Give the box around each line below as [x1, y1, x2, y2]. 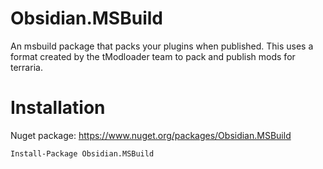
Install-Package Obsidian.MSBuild [10, 148, 155, 159]
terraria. [10, 61, 43, 73]
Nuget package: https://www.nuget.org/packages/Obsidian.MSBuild [10, 129, 292, 141]
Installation [10, 97, 106, 119]
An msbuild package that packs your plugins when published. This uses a [10, 40, 314, 52]
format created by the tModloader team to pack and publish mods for [10, 50, 296, 62]
